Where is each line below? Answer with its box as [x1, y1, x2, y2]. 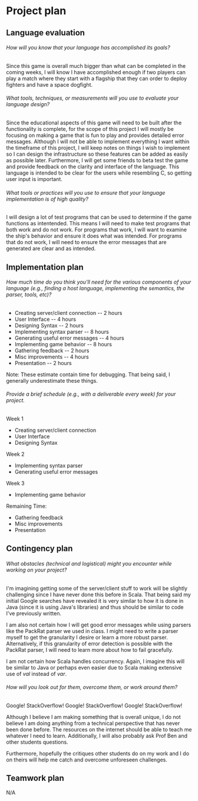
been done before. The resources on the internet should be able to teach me [6, 726, 192, 733]
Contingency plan [6, 544, 73, 554]
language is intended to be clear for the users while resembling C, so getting [6, 169, 192, 176]
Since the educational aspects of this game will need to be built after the [6, 119, 182, 126]
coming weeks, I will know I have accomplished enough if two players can [6, 68, 186, 75]
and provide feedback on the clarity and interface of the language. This [6, 163, 180, 170]
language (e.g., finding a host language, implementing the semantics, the [6, 285, 184, 292]
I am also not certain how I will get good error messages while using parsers [6, 621, 192, 628]
